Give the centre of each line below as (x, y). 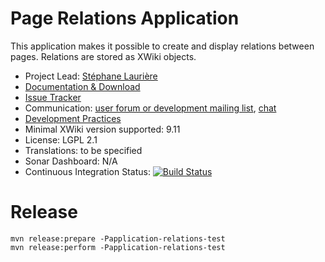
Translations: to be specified (83, 150)
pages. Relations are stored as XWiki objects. (103, 56)
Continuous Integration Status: (87, 171)
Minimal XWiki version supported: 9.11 (102, 129)
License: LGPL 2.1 (61, 139)
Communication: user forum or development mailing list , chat (150, 108)
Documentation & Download (82, 86)
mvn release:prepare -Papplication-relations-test (118, 238)
